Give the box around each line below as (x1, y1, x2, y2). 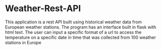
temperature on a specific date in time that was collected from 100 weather (5, 34, 156, 40)
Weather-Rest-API (5, 3, 81, 14)
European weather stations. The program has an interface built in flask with (5, 24, 157, 30)
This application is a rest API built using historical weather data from (5, 19, 142, 25)
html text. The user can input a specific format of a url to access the (5, 29, 141, 35)
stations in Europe (5, 39, 41, 45)
